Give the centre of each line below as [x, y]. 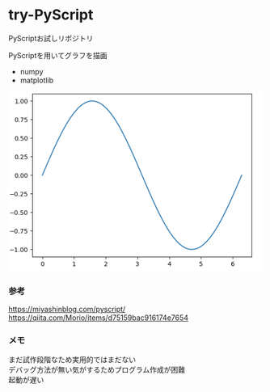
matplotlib [37, 80]
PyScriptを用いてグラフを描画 [58, 55]
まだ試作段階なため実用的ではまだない [72, 359]
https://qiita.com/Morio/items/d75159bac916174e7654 [98, 318]
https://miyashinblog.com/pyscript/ [67, 310]
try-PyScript [51, 15]
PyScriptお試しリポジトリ [51, 38]
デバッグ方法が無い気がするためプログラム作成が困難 [97, 369]
